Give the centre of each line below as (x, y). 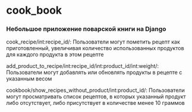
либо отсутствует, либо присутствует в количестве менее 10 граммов (96, 103)
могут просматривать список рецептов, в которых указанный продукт (96, 97)
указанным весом (29, 79)
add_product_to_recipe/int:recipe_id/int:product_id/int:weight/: (83, 66)
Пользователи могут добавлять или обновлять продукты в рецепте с (94, 73)
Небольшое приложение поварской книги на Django (86, 29)
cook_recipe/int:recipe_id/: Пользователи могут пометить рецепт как (93, 42)
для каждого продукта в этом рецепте (55, 55)
